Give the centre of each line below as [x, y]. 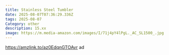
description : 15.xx [26, 28]
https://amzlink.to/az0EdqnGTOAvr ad [45, 47]
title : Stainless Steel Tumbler [39, 10]
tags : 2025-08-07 [24, 19]
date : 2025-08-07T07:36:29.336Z [39, 14]
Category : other [22, 24]
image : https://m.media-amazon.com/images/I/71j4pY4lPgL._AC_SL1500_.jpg [85, 33]
